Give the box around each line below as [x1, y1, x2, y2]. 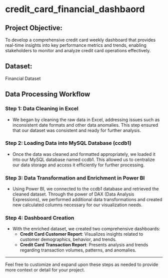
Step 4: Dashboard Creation [5, 215, 74, 222]
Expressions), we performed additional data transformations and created [12, 197, 162, 203]
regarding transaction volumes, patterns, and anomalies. [19, 247, 136, 253]
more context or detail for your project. [5, 267, 85, 273]
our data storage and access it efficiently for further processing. [12, 162, 145, 168]
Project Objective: [5, 24, 62, 32]
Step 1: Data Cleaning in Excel [5, 105, 78, 112]
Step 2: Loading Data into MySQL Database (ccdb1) [5, 140, 131, 147]
